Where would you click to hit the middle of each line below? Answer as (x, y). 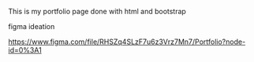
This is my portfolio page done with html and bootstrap (97, 11)
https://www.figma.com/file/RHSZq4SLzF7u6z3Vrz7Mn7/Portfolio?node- (127, 42)
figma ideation (32, 26)
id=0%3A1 (25, 50)
